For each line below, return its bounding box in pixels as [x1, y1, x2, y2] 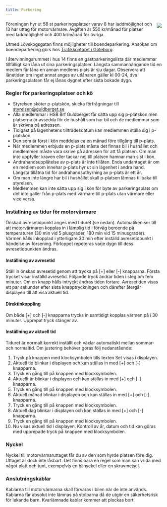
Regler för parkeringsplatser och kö [5, 89, 93, 96]
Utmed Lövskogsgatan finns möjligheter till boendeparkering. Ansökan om [5, 41, 158, 47]
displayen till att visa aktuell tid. [5, 289, 69, 296]
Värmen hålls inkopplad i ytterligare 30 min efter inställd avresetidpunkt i [5, 236, 154, 242]
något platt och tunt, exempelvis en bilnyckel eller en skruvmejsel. [5, 463, 140, 469]
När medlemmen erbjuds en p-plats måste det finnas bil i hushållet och [12, 143, 158, 149]
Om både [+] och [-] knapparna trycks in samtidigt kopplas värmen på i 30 [5, 312, 158, 318]
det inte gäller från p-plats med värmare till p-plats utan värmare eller [12, 190, 155, 196]
